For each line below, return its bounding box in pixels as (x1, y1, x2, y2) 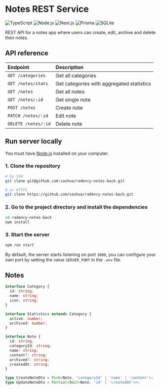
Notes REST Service (5, 3, 89, 15)
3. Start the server (5, 231, 50, 238)
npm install (5, 219, 30, 225)
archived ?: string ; (9, 357, 50, 362)
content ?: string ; (9, 352, 48, 357)
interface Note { (5, 334, 41, 340)
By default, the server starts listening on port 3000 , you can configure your (5, 251, 156, 257)
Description (55, 63, 84, 70)
